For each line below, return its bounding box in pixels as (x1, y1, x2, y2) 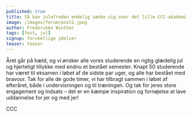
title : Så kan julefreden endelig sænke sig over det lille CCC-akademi (6, 14, 187, 20)
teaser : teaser (6, 41, 43, 47)
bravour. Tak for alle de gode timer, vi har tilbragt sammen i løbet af (6, 75, 168, 82)
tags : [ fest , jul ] (6, 30, 51, 36)
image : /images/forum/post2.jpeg (6, 19, 88, 25)
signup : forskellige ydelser (6, 36, 77, 41)
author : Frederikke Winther (6, 24, 75, 31)
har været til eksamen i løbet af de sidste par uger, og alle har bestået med (6, 69, 186, 76)
